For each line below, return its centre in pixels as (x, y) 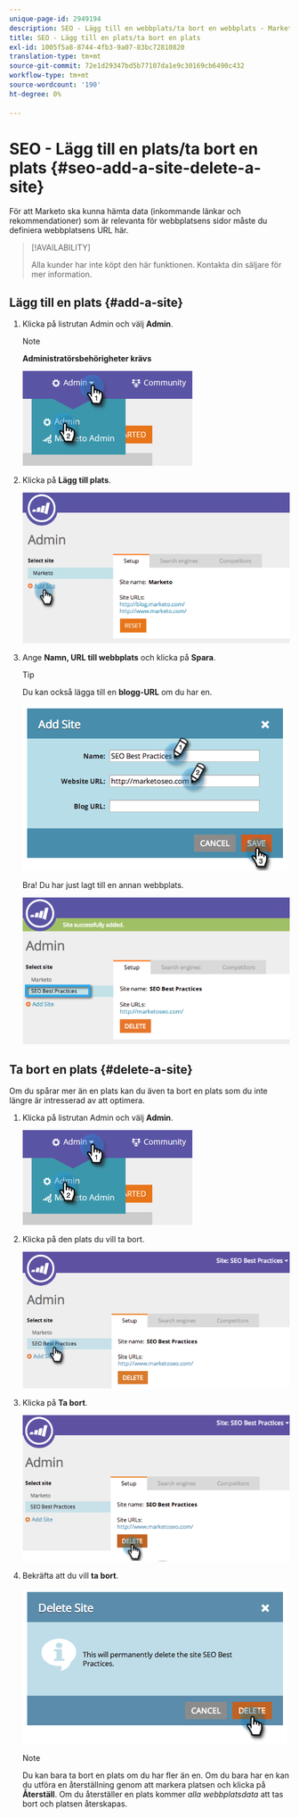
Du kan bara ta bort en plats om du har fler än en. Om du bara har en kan (155, 1775)
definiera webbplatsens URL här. (69, 230)
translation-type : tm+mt (55, 57)
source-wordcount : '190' (55, 85)
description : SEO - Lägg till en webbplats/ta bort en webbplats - (137, 28)
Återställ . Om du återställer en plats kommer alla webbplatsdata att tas (153, 1795)
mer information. (61, 274)
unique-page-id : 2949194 (55, 19)
